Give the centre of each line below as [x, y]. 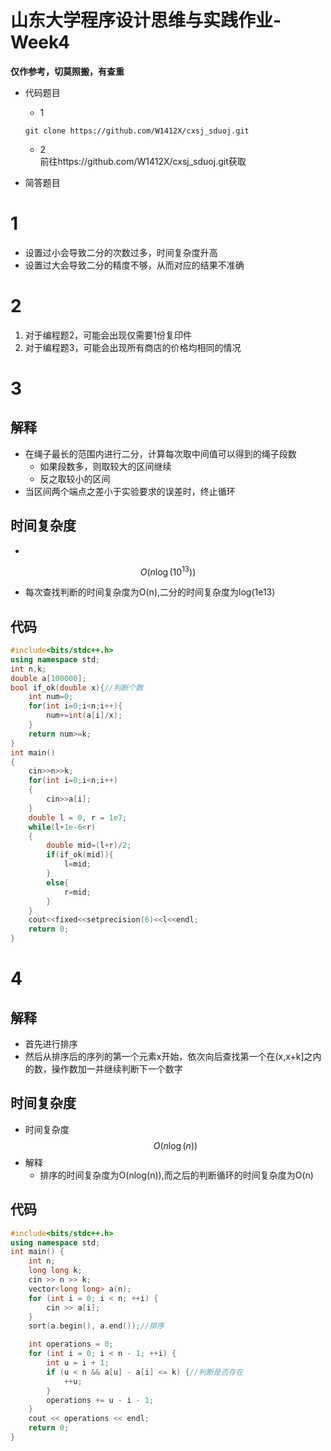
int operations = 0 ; [71, 1344]
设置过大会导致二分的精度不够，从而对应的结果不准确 [134, 265]
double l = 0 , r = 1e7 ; [78, 817]
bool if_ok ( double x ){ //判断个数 [77, 687]
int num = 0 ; [51, 697]
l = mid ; [77, 864]
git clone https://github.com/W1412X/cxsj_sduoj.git [137, 131]
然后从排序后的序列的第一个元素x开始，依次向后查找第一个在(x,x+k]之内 [173, 1057]
